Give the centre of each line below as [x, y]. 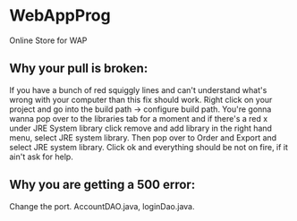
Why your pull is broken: [79, 68]
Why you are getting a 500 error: [102, 185]
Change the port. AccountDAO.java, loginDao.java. [102, 206]
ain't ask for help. [41, 157]
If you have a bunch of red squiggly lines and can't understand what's [138, 89]
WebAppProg [60, 16]
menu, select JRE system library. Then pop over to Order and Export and [143, 137]
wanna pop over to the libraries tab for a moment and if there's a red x [139, 118]
